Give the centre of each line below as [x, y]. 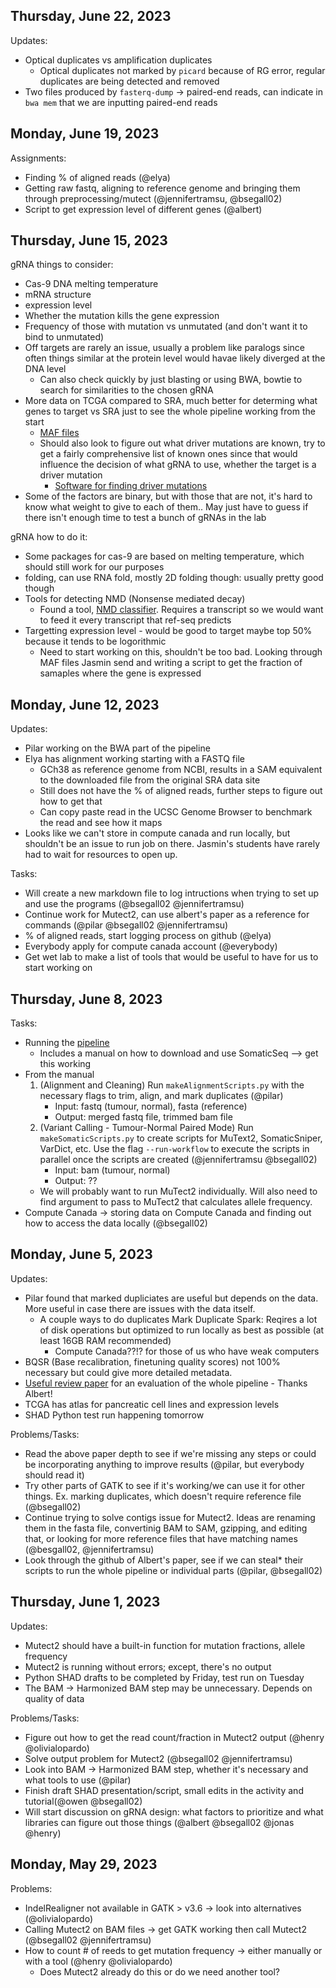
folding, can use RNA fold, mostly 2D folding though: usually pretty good [174, 578]
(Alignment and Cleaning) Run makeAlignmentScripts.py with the [172, 1085]
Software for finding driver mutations [131, 486]
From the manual [59, 1075]
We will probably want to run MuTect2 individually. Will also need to [178, 1191]
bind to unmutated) [64, 337]
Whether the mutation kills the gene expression [122, 316]
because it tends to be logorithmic [95, 641]
